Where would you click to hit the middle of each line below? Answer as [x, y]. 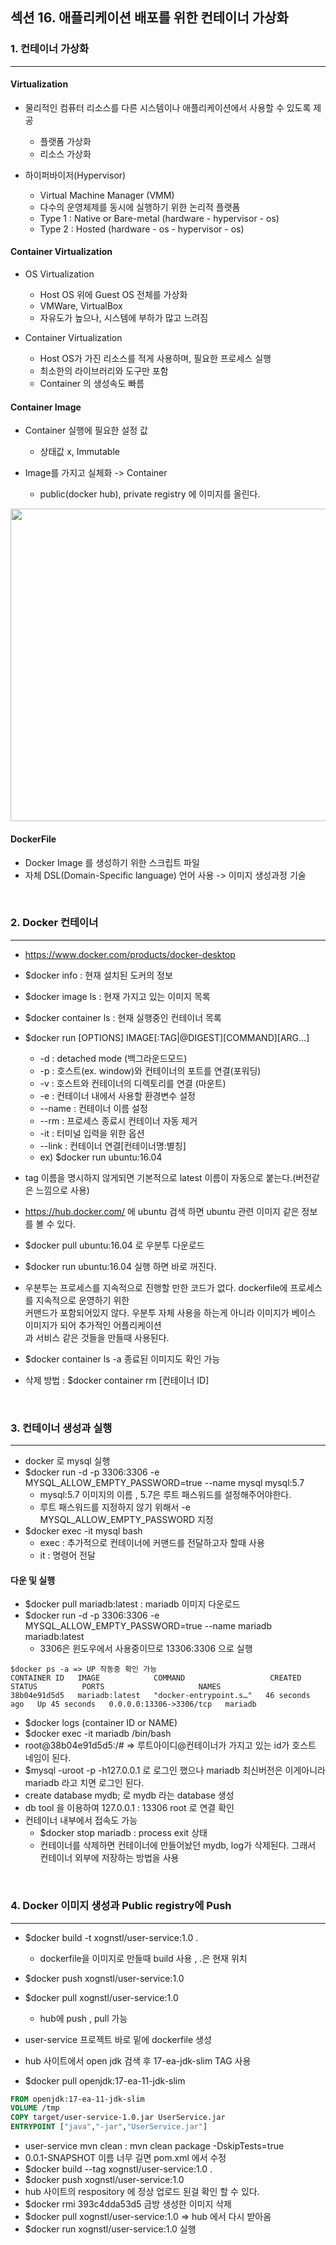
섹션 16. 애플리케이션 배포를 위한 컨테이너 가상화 [149, 18]
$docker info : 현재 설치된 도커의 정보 [98, 975]
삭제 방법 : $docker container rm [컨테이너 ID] [117, 1380]
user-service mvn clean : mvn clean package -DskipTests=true [154, 2146]
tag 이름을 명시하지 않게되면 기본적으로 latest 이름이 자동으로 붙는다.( [160, 1177]
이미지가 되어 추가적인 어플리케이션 [93, 1325]
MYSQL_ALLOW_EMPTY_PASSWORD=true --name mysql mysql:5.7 [164, 1483]
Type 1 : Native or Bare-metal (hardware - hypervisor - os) [159, 218]
